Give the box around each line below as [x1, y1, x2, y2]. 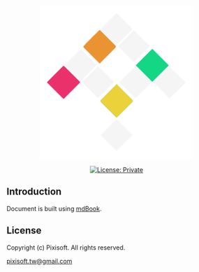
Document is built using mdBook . [6, 204, 102, 213]
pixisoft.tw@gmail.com [6, 257, 73, 265]
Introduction [6, 186, 62, 198]
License [6, 224, 42, 236]
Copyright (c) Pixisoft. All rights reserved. [6, 243, 126, 252]
